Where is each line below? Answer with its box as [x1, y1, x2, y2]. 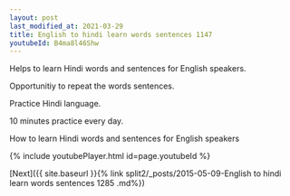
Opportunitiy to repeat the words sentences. [9, 80, 175, 91]
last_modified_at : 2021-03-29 [9, 22, 124, 31]
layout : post [9, 13, 59, 23]
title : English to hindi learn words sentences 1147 [9, 30, 213, 39]
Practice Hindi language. [9, 98, 101, 109]
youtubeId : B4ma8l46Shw [9, 38, 100, 48]
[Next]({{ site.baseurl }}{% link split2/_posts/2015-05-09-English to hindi [9, 168, 282, 179]
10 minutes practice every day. [9, 116, 124, 126]
